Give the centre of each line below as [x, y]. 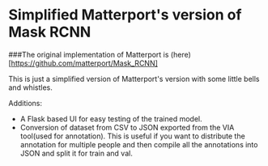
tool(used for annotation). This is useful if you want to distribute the [132, 136]
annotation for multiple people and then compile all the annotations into [139, 144]
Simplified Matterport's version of [125, 15]
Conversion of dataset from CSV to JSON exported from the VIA [127, 127]
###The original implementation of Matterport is [89, 54]
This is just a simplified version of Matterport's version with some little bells [134, 79]
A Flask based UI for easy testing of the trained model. [111, 118]
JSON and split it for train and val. [77, 153]
